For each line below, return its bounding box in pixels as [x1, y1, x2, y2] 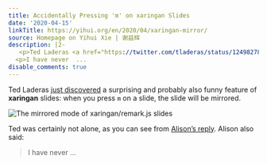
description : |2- [8, 41, 66, 49]
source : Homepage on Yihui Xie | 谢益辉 [8, 33, 141, 42]
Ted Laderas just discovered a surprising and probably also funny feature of [8, 85, 257, 94]
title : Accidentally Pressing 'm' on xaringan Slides [8, 11, 191, 20]
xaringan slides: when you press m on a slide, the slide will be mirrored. [8, 93, 242, 103]
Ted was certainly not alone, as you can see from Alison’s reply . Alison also [8, 123, 254, 133]
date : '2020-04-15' [8, 19, 73, 27]
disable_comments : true [8, 63, 87, 71]
